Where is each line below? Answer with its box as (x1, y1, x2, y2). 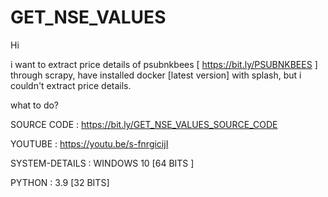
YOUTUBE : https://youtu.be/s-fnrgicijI (10, 137, 169, 150)
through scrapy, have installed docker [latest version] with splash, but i (10, 69, 302, 81)
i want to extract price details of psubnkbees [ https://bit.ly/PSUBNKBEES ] (10, 58, 318, 70)
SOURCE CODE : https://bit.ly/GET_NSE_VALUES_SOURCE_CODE (10, 118, 278, 130)
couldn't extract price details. (10, 79, 132, 91)
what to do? (10, 99, 60, 111)
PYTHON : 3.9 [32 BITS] (10, 176, 110, 188)
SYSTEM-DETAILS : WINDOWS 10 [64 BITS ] (10, 157, 195, 169)
